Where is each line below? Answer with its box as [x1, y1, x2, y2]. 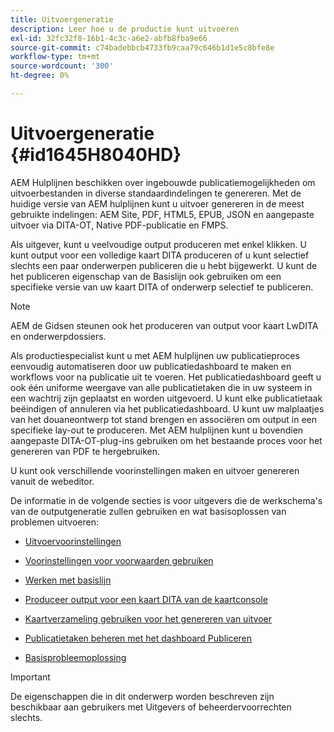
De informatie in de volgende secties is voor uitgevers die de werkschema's [10, 494, 323, 506]
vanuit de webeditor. [10, 475, 95, 487]
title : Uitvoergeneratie [10, 14, 114, 25]
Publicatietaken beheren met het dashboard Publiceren [24, 632, 253, 644]
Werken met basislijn [24, 574, 112, 586]
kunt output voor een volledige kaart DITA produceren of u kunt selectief [10, 249, 310, 261]
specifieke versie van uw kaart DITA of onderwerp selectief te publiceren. [10, 281, 314, 293]
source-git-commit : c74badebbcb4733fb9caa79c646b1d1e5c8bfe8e [10, 42, 275, 53]
